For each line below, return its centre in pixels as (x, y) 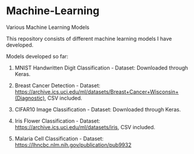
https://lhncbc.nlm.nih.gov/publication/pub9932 (73, 145)
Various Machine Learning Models (48, 27)
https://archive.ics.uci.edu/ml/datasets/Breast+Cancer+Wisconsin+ (97, 91)
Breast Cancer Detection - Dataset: (57, 85)
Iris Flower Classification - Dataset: (57, 121)
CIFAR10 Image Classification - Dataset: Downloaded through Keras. (98, 109)
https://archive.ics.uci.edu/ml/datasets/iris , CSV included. (85, 127)
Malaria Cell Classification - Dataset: (59, 138)
